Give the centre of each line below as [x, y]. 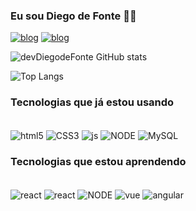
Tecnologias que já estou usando [92, 102]
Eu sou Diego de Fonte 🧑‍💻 [73, 16]
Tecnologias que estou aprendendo [98, 162]
